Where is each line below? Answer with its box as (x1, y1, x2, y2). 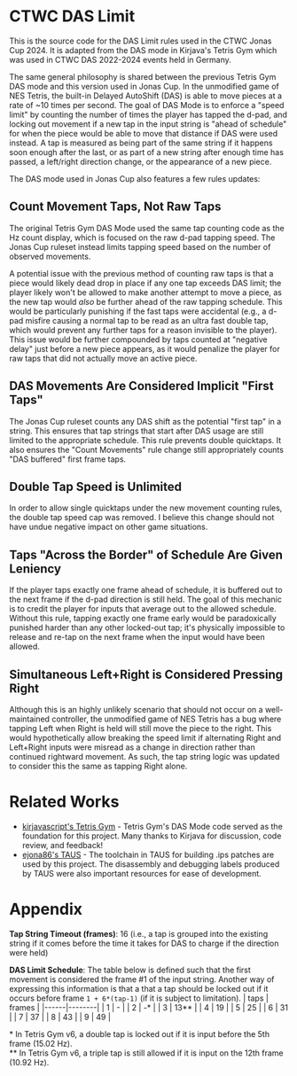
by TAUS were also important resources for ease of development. (21, 868, 262, 878)
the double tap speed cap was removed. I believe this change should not (9, 512, 275, 523)
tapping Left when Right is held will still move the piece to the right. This (9, 723, 272, 733)
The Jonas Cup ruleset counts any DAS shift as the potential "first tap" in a (9, 416, 282, 426)
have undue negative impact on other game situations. (9, 521, 208, 533)
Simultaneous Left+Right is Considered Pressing (9, 667, 284, 682)
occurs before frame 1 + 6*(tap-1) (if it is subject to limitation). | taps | (9, 993, 269, 1003)
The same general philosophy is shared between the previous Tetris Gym (9, 71, 277, 82)
